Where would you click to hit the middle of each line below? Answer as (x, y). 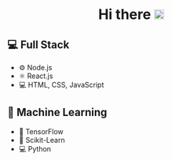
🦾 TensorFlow (41, 131)
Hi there (125, 15)
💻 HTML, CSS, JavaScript (61, 85)
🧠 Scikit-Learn (42, 140)
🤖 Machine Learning (57, 112)
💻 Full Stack (38, 45)
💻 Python (35, 148)
